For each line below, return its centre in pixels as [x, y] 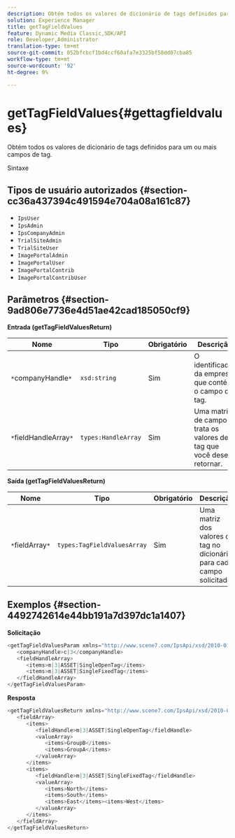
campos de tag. [30, 155]
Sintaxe [18, 168]
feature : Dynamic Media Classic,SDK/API [67, 33]
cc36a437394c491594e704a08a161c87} [99, 201]
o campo [208, 391]
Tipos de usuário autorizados [72, 190]
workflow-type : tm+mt [39, 59]
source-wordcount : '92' [42, 66]
